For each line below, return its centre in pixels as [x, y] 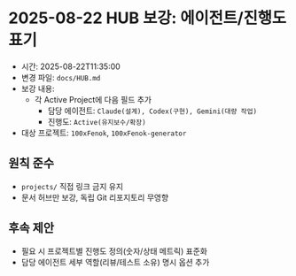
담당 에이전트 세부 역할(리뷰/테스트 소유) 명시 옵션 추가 [115, 262]
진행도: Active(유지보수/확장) [97, 121]
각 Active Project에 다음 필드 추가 [93, 99]
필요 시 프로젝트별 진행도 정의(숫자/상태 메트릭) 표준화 [114, 251]
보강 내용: [38, 88]
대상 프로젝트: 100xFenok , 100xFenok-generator [104, 133]
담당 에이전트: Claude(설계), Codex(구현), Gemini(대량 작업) [152, 111]
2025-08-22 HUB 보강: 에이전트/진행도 [148, 18]
